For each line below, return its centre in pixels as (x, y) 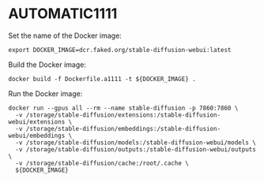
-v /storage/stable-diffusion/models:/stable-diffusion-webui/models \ (136, 143)
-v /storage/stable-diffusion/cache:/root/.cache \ (102, 163)
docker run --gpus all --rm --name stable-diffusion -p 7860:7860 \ (123, 108)
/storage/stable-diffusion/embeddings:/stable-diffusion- (123, 128)
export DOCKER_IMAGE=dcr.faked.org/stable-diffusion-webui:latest (120, 50)
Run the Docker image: (45, 93)
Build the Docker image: (47, 65)
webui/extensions (37, 122)
